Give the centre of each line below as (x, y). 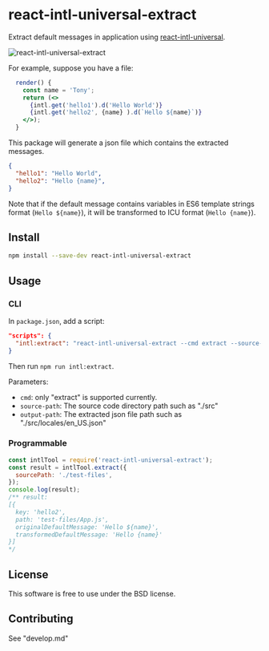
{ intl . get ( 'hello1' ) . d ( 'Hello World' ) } (96, 105)
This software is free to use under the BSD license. (92, 594)
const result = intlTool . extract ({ (68, 467)
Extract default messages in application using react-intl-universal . (117, 37)
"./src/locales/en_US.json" (63, 423)
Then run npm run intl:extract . (61, 366)
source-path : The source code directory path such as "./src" (119, 406)
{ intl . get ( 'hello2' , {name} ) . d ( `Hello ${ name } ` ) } (116, 113)
